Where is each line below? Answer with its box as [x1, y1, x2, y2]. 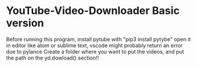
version [6, 16, 44, 30]
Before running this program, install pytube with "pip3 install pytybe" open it [6, 36, 191, 43]
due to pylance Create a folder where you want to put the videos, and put [6, 48, 185, 55]
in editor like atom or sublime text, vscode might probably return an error [6, 42, 183, 49]
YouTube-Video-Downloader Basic [6, 4, 180, 17]
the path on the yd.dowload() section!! [6, 54, 99, 61]
